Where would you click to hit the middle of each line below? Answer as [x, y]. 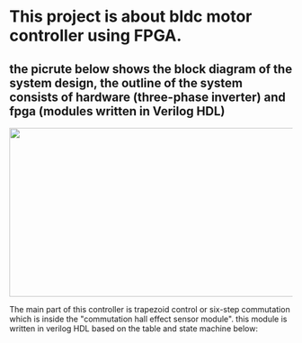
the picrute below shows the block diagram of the [151, 69]
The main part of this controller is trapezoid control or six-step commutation [150, 309]
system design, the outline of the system [126, 83]
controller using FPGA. [96, 36]
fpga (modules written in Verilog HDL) [117, 111]
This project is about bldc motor [131, 17]
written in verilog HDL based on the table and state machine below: [134, 329]
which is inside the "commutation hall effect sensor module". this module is [148, 319]
